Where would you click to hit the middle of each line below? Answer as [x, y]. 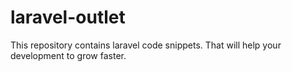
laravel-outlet [68, 17]
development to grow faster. [68, 55]
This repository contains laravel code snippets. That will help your [146, 45]
